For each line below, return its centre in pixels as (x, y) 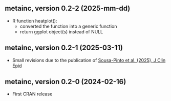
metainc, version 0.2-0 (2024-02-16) (66, 82)
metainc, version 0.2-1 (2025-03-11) (64, 48)
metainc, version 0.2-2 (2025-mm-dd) (68, 8)
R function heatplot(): (35, 21)
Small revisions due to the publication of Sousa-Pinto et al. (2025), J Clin (89, 60)
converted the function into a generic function (68, 26)
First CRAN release (32, 94)
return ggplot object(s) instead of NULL (61, 32)
